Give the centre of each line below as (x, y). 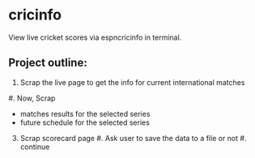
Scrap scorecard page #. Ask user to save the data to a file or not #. (133, 138)
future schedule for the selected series (85, 122)
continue (35, 147)
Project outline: (48, 63)
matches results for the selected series (85, 113)
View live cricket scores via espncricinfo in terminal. (95, 37)
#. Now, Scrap (32, 98)
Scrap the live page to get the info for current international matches (132, 82)
